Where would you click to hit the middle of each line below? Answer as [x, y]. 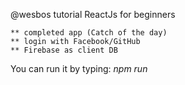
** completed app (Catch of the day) [89, 33]
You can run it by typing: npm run [79, 68]
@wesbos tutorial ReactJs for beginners [93, 14]
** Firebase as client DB [64, 50]
